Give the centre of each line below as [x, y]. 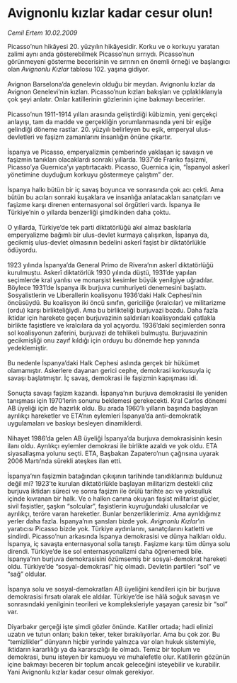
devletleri [21, 137]
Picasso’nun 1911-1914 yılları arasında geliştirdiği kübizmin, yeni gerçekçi [112, 114]
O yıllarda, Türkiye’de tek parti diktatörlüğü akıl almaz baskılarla [99, 227]
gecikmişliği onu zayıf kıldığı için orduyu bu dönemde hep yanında [104, 340]
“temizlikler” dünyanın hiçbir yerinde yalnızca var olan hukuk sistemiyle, [112, 642]
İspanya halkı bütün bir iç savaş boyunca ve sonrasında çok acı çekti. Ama [116, 189]
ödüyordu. [22, 250]
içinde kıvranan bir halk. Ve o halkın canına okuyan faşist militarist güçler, [114, 499]
